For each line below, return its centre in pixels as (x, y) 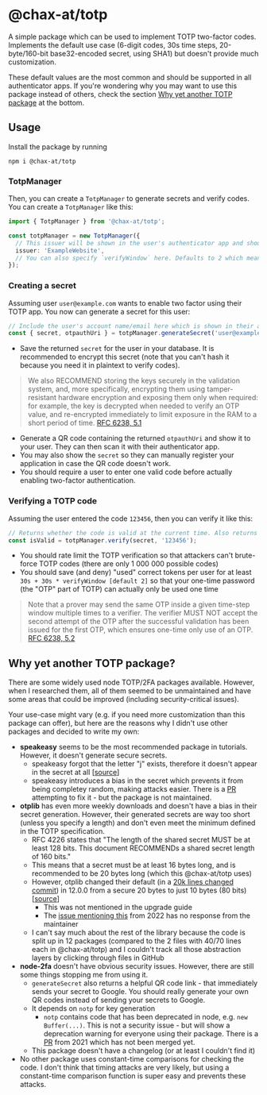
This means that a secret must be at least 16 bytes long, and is (133, 865)
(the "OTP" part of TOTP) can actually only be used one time (119, 589)
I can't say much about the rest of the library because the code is (139, 933)
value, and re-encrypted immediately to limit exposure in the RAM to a (142, 414)
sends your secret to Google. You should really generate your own (140, 992)
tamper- (220, 389)
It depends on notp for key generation (93, 1008)
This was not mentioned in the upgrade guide (118, 908)
